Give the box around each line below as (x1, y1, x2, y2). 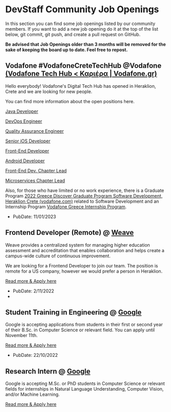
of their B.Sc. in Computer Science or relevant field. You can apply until (5, 327, 155, 333)
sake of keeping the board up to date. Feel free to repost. (5, 46, 128, 53)
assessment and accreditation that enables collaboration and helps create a (5, 247, 165, 253)
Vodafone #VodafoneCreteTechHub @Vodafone (5, 61, 162, 70)
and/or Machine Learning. (5, 392, 60, 398)
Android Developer (5, 157, 45, 164)
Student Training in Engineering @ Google (5, 308, 142, 317)
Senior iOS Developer (5, 138, 51, 144)
